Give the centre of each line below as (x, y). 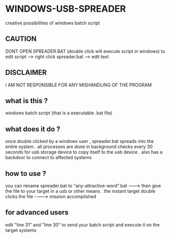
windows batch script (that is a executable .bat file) (59, 113)
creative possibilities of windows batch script (53, 23)
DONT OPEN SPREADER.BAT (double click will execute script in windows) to (85, 51)
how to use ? (26, 173)
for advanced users (37, 212)
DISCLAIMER (26, 72)
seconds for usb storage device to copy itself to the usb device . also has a (84, 152)
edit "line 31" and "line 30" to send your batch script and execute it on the (82, 225)
